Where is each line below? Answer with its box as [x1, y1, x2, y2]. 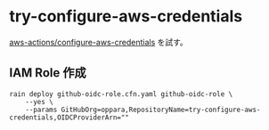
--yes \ [25, 97, 53, 106]
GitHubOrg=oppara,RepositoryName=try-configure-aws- [61, 105, 261, 114]
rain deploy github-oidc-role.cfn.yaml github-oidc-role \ [9, 89, 233, 99]
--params [25, 105, 58, 114]
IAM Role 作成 [9, 65, 86, 81]
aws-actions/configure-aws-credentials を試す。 [9, 37, 189, 47]
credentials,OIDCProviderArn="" [9, 113, 129, 122]
